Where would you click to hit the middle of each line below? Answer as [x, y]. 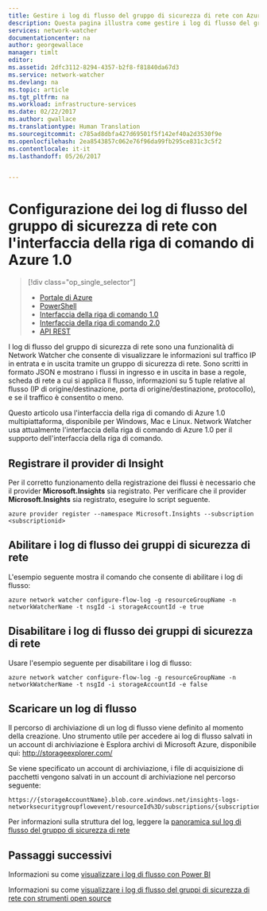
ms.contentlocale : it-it [49, 149]
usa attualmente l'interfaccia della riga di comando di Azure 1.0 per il [120, 430]
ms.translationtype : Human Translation [74, 127]
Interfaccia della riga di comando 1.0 [99, 314]
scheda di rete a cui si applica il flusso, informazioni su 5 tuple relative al [127, 381]
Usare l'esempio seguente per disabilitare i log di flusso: [100, 663]
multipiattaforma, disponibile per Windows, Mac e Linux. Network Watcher [130, 422]
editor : [21, 60]
